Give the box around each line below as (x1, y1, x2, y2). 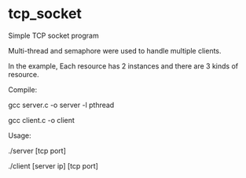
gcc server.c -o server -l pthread (8, 100, 115, 109)
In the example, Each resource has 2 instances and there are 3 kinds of (8, 61, 238, 71)
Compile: (8, 84, 38, 95)
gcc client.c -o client (8, 115, 75, 124)
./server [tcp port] (8, 146, 67, 155)
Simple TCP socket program (8, 31, 100, 40)
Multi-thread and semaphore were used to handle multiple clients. (8, 46, 222, 55)
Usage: (8, 131, 31, 140)
